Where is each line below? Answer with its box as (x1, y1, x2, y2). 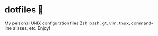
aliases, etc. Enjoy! (13, 25, 51, 31)
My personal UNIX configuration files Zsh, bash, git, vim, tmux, (4, 20, 130, 26)
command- (131, 20, 154, 26)
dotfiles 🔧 (4, 4, 44, 15)
